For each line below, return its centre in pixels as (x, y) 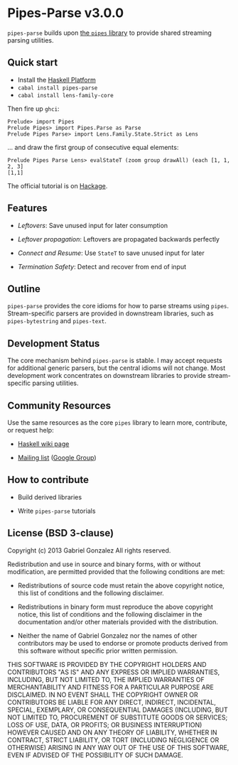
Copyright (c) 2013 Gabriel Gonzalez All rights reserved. (89, 550)
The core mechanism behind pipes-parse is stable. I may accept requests (115, 361)
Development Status (54, 343)
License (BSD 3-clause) (61, 533)
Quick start (33, 63)
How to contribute (48, 480)
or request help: (31, 430)
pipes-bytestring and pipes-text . (57, 321)
